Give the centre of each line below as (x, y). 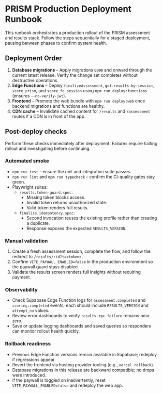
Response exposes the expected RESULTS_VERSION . (76, 228)
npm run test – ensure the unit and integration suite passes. (72, 171)
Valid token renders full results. (57, 208)
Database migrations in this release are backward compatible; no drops (83, 370)
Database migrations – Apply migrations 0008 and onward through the (82, 70)
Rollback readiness (28, 344)
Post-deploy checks (36, 132)
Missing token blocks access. (56, 197)
